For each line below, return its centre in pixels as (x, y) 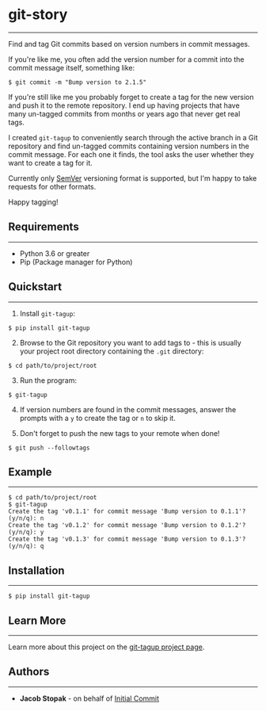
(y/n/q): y (26, 533)
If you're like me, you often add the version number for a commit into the (126, 59)
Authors (29, 672)
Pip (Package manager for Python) (76, 262)
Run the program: (48, 380)
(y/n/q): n (26, 518)
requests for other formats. (52, 186)
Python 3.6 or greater (55, 253)
